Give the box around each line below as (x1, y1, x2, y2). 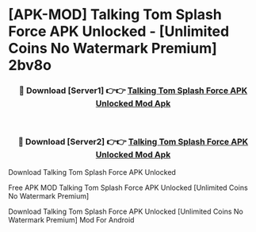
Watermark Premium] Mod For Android (8, 215, 135, 224)
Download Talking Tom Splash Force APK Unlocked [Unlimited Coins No (8, 207, 243, 216)
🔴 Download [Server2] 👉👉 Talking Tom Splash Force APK (17, 137, 249, 148)
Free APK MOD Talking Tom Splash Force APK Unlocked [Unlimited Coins (8, 183, 248, 192)
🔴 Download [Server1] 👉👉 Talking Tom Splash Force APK (18, 85, 248, 96)
